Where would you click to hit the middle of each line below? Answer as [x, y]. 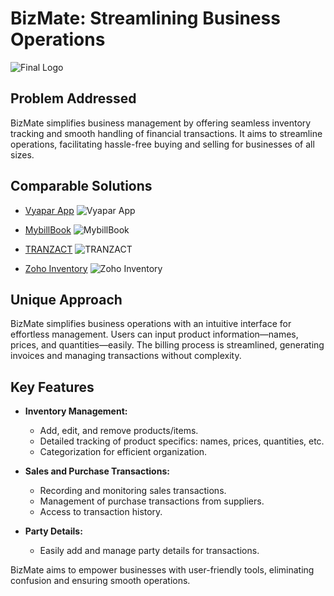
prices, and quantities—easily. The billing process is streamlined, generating [167, 345]
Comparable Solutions [81, 186]
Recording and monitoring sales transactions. [133, 491]
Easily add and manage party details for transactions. [149, 551]
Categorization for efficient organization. [123, 452]
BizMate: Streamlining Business [145, 18]
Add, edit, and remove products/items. [119, 431]
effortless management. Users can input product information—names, [154, 334]
